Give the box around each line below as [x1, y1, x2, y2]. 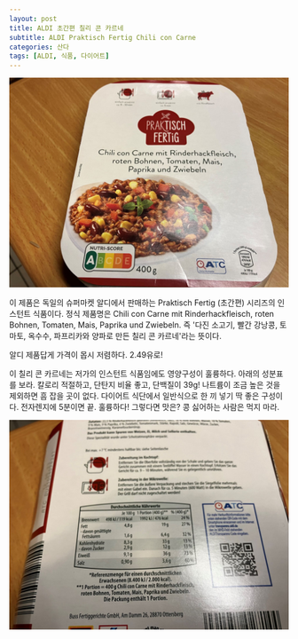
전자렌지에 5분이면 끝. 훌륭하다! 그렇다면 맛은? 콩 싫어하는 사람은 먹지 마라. [20, 402, 280, 413]
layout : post [9, 14, 58, 23]
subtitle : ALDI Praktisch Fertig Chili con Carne [9, 33, 197, 42]
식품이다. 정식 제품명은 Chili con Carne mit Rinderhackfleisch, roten [32, 309, 275, 319]
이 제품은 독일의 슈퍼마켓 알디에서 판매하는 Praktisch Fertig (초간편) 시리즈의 [9, 297, 276, 308]
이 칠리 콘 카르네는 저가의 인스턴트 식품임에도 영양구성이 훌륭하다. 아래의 [9, 368, 260, 379]
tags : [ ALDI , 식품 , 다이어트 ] [9, 51, 110, 61]
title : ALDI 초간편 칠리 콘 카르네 [9, 23, 124, 33]
